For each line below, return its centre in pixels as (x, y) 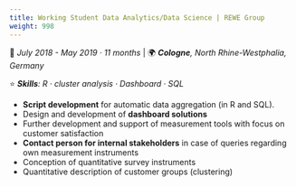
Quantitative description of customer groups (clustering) (128, 172)
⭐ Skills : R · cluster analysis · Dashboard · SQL (96, 83)
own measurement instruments (80, 152)
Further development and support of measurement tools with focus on (153, 124)
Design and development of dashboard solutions (115, 114)
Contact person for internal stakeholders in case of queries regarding (154, 143)
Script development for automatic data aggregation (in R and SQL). (148, 104)
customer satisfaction (63, 133)
